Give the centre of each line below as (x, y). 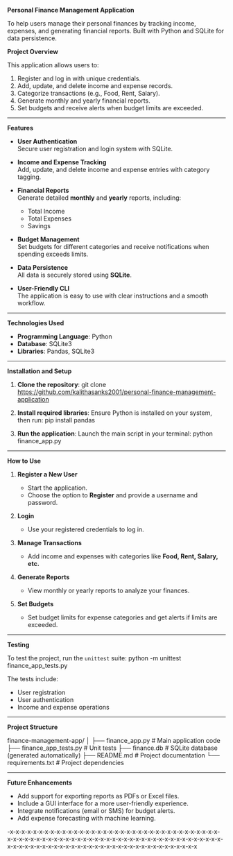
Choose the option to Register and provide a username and (113, 495)
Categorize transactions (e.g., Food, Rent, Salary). (89, 93)
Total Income (46, 211)
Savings (39, 226)
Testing (18, 645)
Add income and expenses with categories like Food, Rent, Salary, (123, 556)
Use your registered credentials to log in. (86, 529)
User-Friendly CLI (43, 288)
